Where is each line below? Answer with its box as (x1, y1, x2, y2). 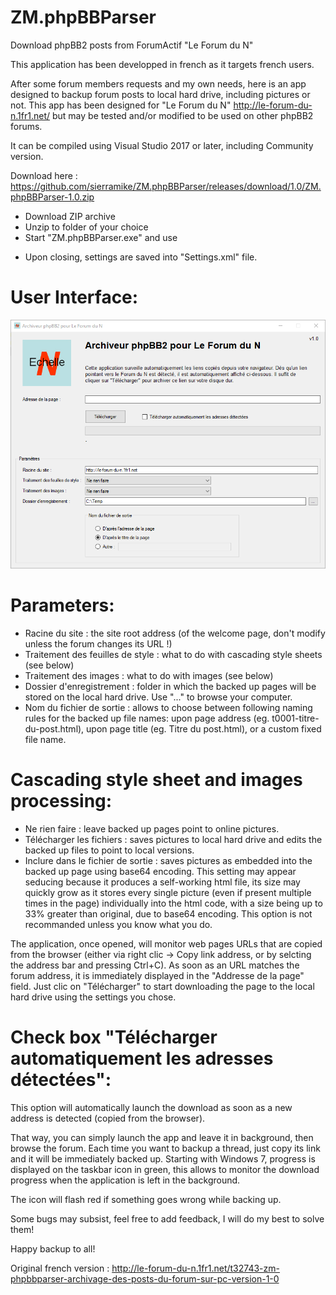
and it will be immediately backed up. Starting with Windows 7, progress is (10, 1153, 316, 1165)
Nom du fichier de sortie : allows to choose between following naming (24, 702, 313, 714)
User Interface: (10, 286, 139, 309)
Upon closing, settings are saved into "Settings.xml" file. (24, 251, 258, 263)
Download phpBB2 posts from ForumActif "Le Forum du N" (10, 39, 254, 51)
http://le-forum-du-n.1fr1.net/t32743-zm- (111, 1262, 280, 1274)
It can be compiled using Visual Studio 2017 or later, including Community (10, 139, 314, 151)
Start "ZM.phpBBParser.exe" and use (24, 231, 178, 243)
